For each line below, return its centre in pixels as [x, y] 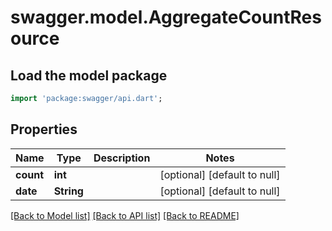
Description [122, 158]
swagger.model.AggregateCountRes [166, 17]
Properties [44, 129]
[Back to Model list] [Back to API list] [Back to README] [125, 215]
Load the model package [89, 75]
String [68, 191]
